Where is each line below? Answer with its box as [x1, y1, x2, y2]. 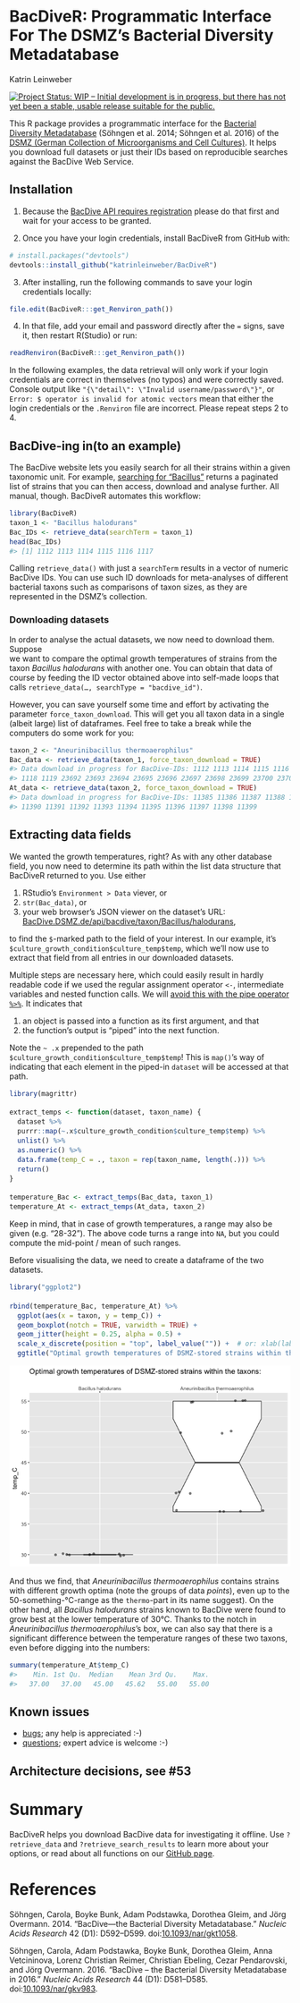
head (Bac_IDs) [9, 537, 62, 547]
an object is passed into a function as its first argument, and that [21, 1015, 260, 1026]
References [9, 1880, 96, 1899]
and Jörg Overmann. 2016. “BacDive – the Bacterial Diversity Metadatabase [9, 1964, 287, 1974]
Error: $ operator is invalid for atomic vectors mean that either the [9, 394, 274, 404]
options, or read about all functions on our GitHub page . [9, 1847, 215, 1858]
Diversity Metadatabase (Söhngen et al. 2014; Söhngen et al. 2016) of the [9, 127, 279, 138]
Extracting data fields [9, 828, 132, 843]
